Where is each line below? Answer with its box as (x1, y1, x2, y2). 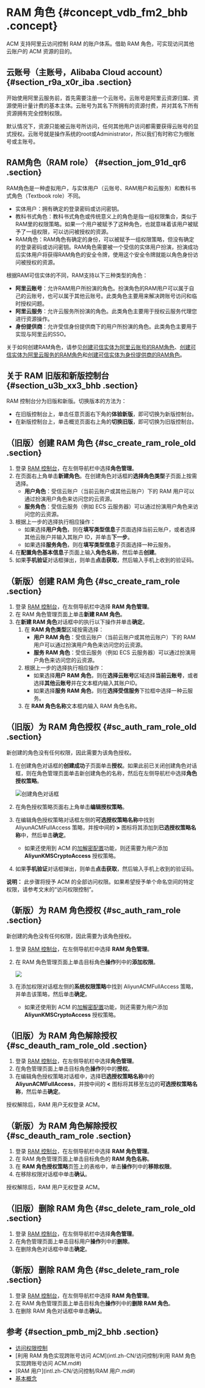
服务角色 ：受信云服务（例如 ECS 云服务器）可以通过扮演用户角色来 (24, 503, 193, 511)
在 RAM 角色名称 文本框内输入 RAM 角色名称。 (24, 703, 140, 709)
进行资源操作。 (15, 315, 53, 322)
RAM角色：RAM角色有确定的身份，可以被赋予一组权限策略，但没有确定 (15, 235, 195, 243)
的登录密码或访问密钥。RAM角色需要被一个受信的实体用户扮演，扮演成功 (15, 243, 199, 251)
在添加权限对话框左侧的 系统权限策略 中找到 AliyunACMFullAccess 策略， (15, 983, 197, 990)
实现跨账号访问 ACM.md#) (15, 1359, 82, 1367)
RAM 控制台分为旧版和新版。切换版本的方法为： (6, 397, 127, 405)
